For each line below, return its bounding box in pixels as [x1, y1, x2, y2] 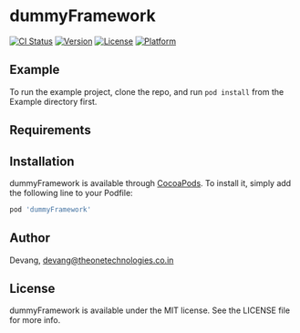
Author [9, 230, 50, 246]
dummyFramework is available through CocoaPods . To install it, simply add [9, 177, 292, 188]
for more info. [9, 315, 61, 326]
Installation [9, 153, 75, 169]
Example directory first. [9, 96, 98, 107]
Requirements [9, 122, 91, 138]
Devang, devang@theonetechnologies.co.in [9, 255, 174, 265]
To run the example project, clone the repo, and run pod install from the [9, 86, 284, 97]
